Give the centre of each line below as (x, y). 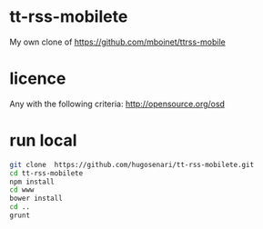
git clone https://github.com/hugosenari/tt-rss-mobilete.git (132, 164)
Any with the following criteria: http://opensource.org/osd (117, 104)
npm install (32, 182)
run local (43, 140)
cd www (22, 190)
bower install (36, 199)
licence (38, 79)
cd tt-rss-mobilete (46, 173)
